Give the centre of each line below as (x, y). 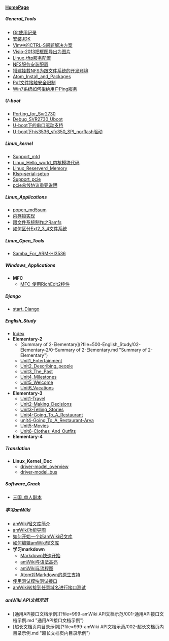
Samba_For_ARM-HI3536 (39, 254)
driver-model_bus (39, 472)
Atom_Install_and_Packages (42, 76)
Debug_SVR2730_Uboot (38, 119)
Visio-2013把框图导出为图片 (42, 52)
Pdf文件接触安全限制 (34, 82)
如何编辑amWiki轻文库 (36, 543)
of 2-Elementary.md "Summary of (111, 350)
